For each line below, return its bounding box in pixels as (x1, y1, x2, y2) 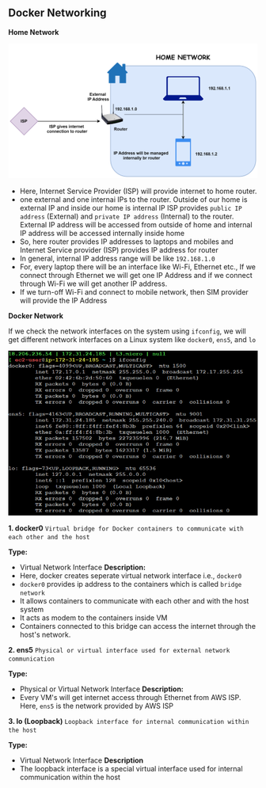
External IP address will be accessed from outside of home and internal (19, 219, 253, 229)
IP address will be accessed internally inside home (19, 228, 184, 238)
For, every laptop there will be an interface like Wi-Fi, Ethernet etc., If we (19, 261, 256, 272)
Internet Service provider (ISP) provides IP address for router (19, 245, 219, 254)
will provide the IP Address (19, 295, 108, 305)
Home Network (8, 27, 59, 36)
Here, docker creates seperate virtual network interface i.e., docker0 (19, 571, 242, 581)
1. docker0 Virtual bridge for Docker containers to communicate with (8, 523, 244, 533)
